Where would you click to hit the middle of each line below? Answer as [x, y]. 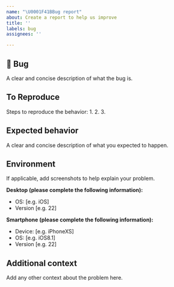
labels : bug [21, 29]
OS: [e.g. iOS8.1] [35, 238]
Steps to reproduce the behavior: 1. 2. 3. [56, 111]
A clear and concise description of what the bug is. [70, 78]
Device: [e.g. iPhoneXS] [44, 232]
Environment [31, 164]
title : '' [19, 23]
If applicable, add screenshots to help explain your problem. [81, 179]
